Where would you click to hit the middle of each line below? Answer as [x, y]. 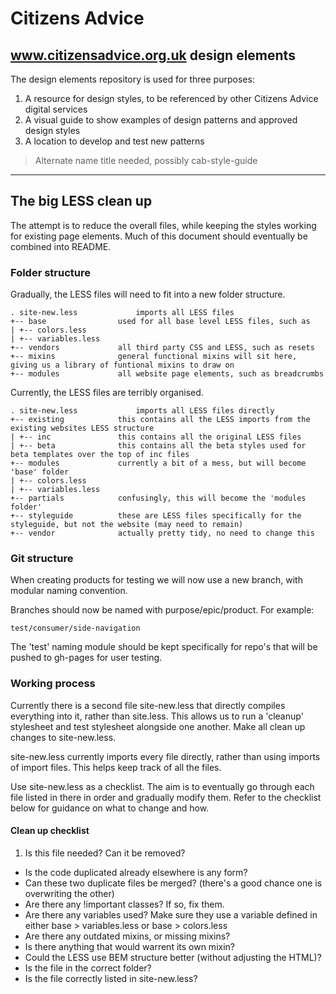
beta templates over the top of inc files [100, 455]
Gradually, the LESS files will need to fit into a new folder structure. [148, 294]
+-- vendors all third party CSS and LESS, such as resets [162, 348]
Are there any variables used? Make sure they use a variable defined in [171, 914]
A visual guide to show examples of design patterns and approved [161, 120]
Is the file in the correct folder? [88, 968]
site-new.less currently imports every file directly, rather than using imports [165, 756]
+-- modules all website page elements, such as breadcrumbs [167, 374]
